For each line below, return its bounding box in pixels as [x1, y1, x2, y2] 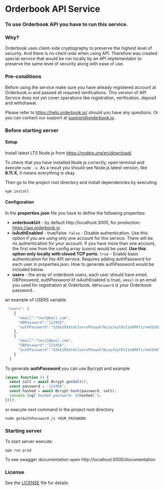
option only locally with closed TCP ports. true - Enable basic [12, 251, 139, 257]
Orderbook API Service [5, 3, 101, 15]
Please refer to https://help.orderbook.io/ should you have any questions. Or [5, 109, 159, 115]
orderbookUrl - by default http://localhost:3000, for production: [12, 220, 141, 226]
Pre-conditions [5, 73, 41, 80]
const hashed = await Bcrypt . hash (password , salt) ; [9, 388, 117, 393]
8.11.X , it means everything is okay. [5, 170, 76, 176]
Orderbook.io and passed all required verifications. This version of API [5, 89, 146, 95]
